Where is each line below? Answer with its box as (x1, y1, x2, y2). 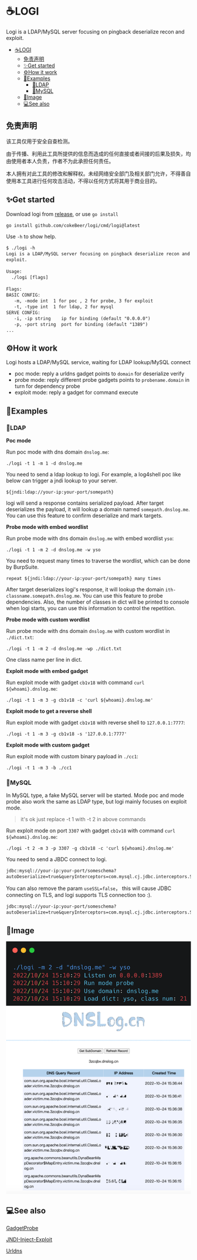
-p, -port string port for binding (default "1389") (13, 321, 148, 327)
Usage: (6, 268, 22, 274)
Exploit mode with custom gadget (6, 742, 90, 749)
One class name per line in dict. (6, 656, 82, 664)
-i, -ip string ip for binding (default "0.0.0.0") (13, 315, 151, 321)
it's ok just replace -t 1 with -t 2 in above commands (20, 816, 146, 823)
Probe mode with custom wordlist (6, 616, 90, 624)
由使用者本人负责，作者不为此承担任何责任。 (6, 157, 114, 165)
